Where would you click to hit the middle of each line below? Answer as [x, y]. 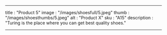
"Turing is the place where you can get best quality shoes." [66, 23]
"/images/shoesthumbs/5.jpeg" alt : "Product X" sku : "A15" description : [79, 18]
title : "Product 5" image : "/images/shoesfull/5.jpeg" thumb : [67, 12]
